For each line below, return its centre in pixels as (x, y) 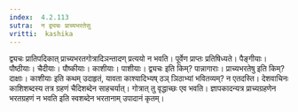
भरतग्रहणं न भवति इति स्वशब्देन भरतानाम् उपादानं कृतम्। (87, 99)
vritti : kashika (41, 34)
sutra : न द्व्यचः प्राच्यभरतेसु (50, 26)
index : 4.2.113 (39, 17)
